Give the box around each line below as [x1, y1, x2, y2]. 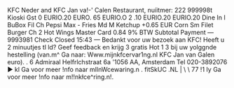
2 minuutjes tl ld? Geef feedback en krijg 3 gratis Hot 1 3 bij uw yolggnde [7, 43, 217, 51]
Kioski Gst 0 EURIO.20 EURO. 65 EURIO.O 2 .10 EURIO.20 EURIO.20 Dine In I [7, 13, 226, 22]
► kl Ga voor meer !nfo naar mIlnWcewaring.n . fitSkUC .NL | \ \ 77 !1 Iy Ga [7, 66, 222, 73]
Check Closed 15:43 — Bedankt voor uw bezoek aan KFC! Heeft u [34, 36, 225, 44]
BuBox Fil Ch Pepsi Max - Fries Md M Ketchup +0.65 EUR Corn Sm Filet [7, 21, 214, 29]
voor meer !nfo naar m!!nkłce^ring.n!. [7, 73, 114, 81]
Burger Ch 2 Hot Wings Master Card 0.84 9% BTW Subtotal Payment [7, 28, 206, 36]
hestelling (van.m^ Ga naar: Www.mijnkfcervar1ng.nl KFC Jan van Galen [7, 50, 215, 59]
